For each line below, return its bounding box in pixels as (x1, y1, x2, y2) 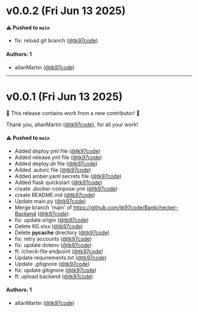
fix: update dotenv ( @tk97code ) (14, 241, 92, 248)
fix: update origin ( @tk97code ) (14, 216, 89, 224)
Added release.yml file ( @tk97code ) (14, 153, 102, 160)
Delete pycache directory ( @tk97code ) (14, 229, 110, 236)
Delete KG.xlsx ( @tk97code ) (14, 222, 84, 229)
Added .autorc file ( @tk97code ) (14, 166, 91, 173)
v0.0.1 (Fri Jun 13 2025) (6, 90, 123, 103)
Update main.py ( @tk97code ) (14, 198, 87, 205)
